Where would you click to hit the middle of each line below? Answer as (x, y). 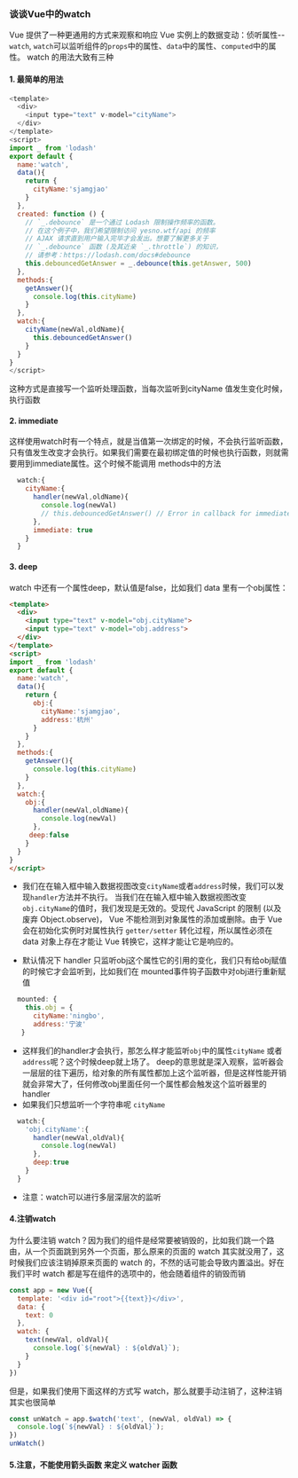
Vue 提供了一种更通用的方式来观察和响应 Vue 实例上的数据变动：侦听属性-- (147, 35)
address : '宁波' (59, 1025)
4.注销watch (32, 1219)
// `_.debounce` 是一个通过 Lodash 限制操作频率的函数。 (122, 222)
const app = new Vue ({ (51, 1290)
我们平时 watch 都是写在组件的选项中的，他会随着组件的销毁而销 (127, 1273)
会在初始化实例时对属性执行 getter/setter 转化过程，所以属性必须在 (147, 931)
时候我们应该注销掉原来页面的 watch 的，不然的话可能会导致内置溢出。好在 (147, 1262)
